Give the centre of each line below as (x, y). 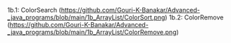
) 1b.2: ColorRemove (194, 17)
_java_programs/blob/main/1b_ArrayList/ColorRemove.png (92, 32)
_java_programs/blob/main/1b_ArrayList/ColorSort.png (86, 17)
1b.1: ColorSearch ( (34, 10)
